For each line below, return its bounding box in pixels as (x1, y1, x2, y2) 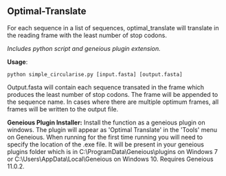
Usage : (7, 58, 28, 66)
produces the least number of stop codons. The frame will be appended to (7, 90, 218, 98)
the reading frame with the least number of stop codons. (7, 31, 167, 39)
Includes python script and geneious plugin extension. (7, 44, 161, 52)
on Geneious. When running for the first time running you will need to (7, 133, 203, 141)
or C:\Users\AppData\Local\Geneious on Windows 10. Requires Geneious (7, 155, 214, 163)
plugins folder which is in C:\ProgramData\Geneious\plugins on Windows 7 (7, 147, 218, 155)
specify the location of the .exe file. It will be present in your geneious (7, 140, 205, 148)
